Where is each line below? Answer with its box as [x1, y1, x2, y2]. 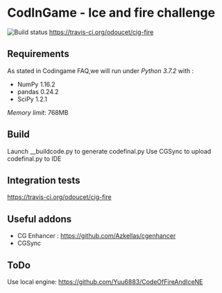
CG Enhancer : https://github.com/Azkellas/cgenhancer [17, 232, 176, 240]
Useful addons [7, 213, 72, 225]
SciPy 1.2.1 [17, 95, 47, 103]
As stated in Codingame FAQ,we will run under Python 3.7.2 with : [7, 66, 194, 74]
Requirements [7, 48, 69, 60]
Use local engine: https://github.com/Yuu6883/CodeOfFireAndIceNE [7, 278, 203, 286]
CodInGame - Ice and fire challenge [7, 5, 216, 21]
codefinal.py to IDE [7, 155, 62, 163]
